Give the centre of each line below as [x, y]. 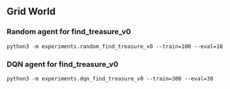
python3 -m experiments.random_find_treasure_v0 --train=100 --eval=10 [115, 46]
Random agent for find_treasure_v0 [69, 32]
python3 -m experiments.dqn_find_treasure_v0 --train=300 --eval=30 [110, 78]
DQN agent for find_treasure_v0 [62, 64]
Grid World [31, 12]
